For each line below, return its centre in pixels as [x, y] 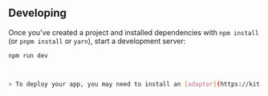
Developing [37, 13]
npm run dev [28, 55]
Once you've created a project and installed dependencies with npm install [134, 32]
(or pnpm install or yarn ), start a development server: [97, 41]
